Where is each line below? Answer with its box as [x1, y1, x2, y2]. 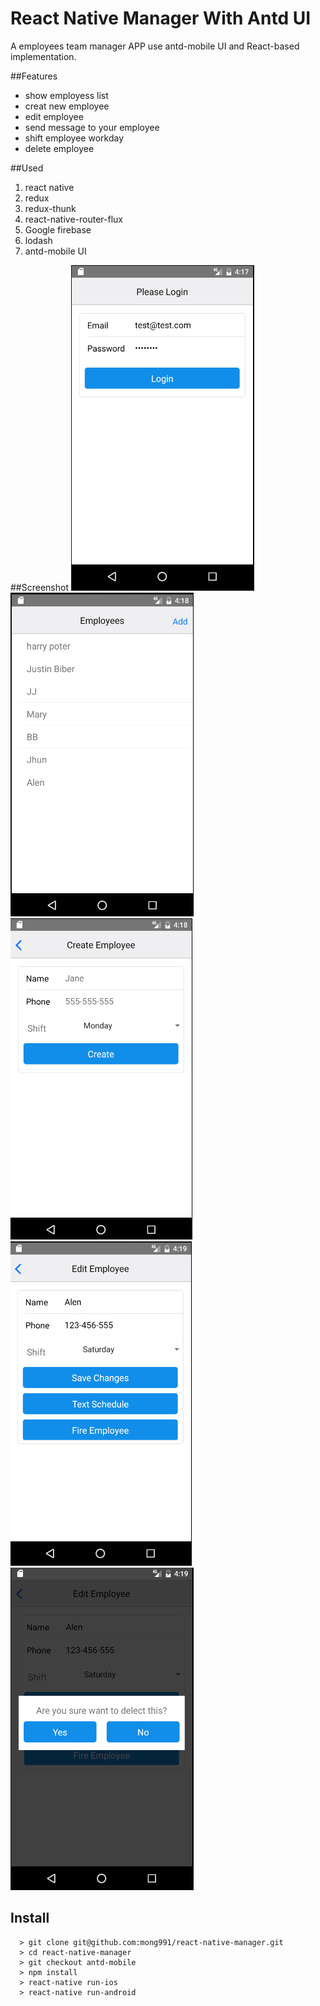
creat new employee [24, 100, 110, 112]
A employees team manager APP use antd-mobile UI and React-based [10, 40, 300, 52]
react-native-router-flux [24, 213, 124, 225]
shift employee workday [24, 132, 124, 144]
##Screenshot [10, 581, 69, 593]
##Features [10, 70, 58, 82]
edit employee [24, 110, 84, 122]
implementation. [10, 50, 77, 62]
